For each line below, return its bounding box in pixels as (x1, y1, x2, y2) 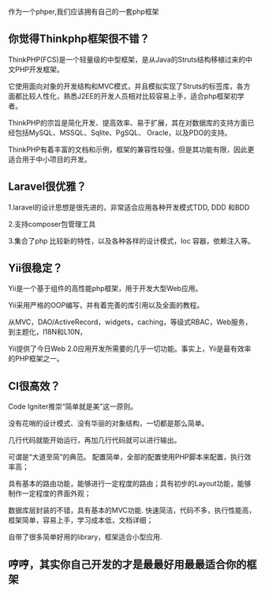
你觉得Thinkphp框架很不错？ (8, 32, 150, 46)
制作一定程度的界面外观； (8, 489, 91, 498)
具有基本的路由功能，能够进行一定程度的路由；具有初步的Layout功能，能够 (8, 479, 252, 489)
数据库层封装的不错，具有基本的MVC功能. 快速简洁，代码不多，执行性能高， (8, 505, 256, 516)
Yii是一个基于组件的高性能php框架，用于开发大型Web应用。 (8, 284, 203, 293)
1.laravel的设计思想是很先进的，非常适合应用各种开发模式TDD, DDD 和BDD (8, 202, 250, 212)
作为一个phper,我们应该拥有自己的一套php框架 (8, 7, 159, 16)
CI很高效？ (8, 379, 61, 393)
